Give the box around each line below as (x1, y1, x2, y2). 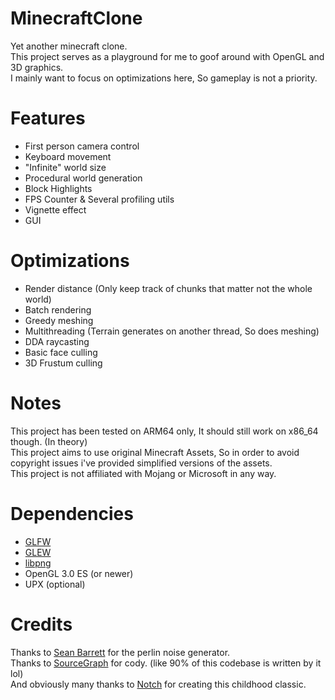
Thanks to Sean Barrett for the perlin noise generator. (10, 646, 231, 658)
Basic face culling (24, 346, 98, 358)
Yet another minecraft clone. (10, 40, 128, 52)
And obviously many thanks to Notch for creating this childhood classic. (10, 678, 307, 690)
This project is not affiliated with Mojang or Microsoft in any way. (10, 467, 277, 479)
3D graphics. (10, 61, 64, 73)
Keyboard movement (24, 150, 112, 162)
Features (10, 107, 86, 130)
